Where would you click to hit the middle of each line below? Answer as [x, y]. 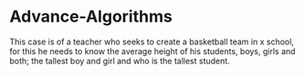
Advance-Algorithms [91, 17]
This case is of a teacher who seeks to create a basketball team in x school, [152, 42]
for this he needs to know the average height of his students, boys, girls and [152, 51]
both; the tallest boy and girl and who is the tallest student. [120, 61]
